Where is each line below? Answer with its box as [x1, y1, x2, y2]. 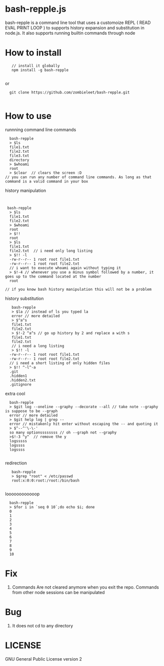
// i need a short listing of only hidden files [9, 361, 110, 366]
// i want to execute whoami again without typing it [9, 265, 121, 270]
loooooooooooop [5, 491, 40, 497]
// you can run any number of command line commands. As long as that [5, 175, 152, 180]
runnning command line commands [5, 126, 77, 133]
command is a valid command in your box [5, 179, 89, 184]
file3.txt [9, 153, 29, 158]
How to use [5, 111, 52, 122]
